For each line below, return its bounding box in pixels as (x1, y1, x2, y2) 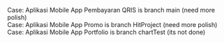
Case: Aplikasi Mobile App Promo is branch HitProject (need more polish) (7, 21, 218, 28)
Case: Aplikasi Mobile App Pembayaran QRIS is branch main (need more (7, 6, 215, 14)
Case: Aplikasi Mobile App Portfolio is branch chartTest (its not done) (7, 28, 206, 36)
